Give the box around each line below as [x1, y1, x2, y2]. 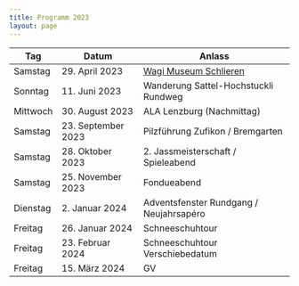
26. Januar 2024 [61, 222, 133, 234]
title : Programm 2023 [9, 12, 90, 22]
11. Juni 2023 [61, 85, 122, 97]
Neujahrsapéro [142, 207, 206, 219]
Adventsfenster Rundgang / [142, 196, 259, 208]
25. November [61, 170, 122, 183]
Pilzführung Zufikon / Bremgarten [142, 125, 283, 137]
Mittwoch [13, 104, 53, 117]
